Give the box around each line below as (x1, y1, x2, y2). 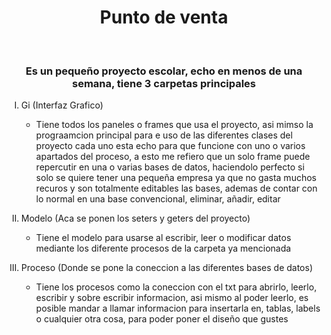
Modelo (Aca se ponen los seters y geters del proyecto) (20, 212, 251, 225)
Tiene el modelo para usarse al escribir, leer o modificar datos (35, 232, 292, 244)
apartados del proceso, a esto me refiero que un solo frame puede (35, 151, 311, 163)
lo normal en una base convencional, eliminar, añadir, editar (35, 193, 281, 205)
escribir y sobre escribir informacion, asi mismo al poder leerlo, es (35, 292, 309, 304)
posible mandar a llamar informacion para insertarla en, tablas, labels (35, 302, 321, 315)
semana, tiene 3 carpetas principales (71, 76, 257, 90)
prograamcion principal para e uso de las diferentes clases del (35, 129, 293, 141)
